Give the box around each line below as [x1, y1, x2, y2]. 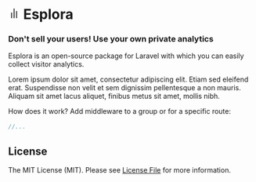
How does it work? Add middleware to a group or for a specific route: [8, 107, 231, 116]
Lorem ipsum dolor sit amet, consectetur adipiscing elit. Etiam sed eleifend [8, 75, 249, 84]
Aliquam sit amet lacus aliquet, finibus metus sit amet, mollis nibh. [8, 92, 221, 101]
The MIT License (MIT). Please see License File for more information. [8, 166, 231, 175]
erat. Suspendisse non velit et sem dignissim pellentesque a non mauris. [8, 83, 241, 93]
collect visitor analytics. [8, 60, 85, 69]
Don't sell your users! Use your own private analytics [8, 34, 214, 45]
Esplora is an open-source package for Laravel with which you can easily [8, 51, 244, 60]
